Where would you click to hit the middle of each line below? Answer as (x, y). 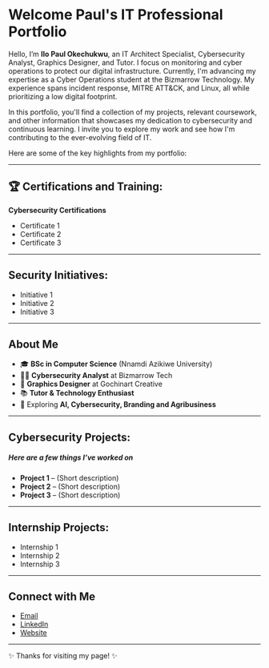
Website (34, 633)
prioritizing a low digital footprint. (63, 96)
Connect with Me (52, 596)
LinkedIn (34, 624)
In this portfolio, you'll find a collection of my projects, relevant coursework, (133, 112)
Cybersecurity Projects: (69, 437)
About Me (33, 344)
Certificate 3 (40, 243)
